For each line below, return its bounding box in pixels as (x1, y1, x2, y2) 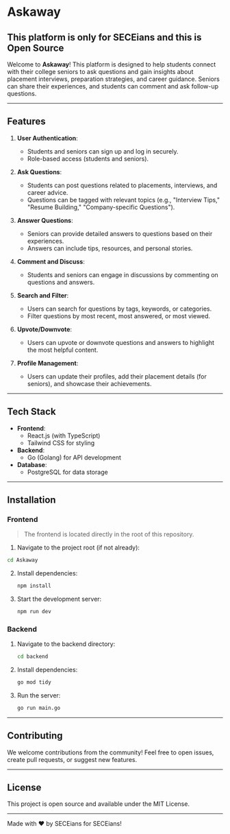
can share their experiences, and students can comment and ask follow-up (7, 82, 219, 90)
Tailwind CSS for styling (27, 438, 95, 446)
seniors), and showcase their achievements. (27, 379, 152, 388)
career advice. (27, 188, 68, 196)
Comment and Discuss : (16, 257, 86, 265)
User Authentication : (16, 134, 79, 142)
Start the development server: (16, 595, 102, 604)
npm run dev (16, 608, 51, 615)
